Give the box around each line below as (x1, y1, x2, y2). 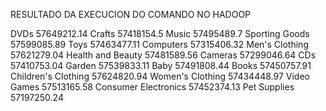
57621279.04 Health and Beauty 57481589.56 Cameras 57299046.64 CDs (10, 49, 317, 61)
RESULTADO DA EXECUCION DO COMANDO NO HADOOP (10, 9, 252, 20)
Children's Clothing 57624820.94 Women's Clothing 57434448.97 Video (10, 70, 310, 82)
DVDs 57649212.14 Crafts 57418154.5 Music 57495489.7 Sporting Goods (10, 28, 310, 39)
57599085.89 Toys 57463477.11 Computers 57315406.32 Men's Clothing (10, 39, 309, 50)
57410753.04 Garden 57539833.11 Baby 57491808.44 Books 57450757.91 (10, 60, 312, 71)
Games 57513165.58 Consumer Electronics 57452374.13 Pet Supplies (10, 81, 295, 93)
